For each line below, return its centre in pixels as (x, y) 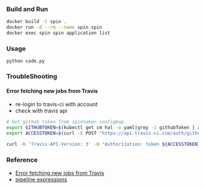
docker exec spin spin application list (59, 33)
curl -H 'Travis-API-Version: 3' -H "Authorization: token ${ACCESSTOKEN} (103, 144)
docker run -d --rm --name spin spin (54, 27)
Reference (22, 160)
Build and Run (27, 9)
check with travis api (41, 111)
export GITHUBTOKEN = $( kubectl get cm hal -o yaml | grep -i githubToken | (101, 128)
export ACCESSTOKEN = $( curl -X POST (52, 133)
